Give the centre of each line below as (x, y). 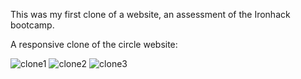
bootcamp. (32, 25)
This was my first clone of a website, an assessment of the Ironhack (150, 14)
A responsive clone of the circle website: (94, 44)
